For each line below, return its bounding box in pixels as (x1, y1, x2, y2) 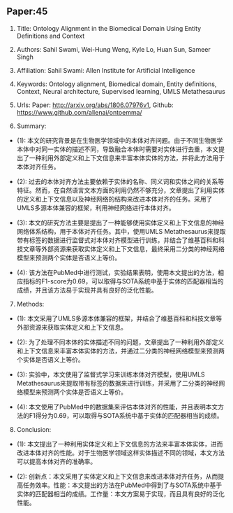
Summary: (16, 122, 47, 130)
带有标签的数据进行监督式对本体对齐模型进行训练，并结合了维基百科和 (16, 236, 219, 244)
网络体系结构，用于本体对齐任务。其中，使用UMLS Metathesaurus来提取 (16, 227, 226, 235)
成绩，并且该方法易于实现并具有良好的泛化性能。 (16, 286, 158, 294)
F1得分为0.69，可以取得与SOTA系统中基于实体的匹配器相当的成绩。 (29, 411, 224, 419)
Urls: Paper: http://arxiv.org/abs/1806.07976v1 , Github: (16, 101, 174, 109)
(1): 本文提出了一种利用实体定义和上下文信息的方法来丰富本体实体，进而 (16, 440, 223, 448)
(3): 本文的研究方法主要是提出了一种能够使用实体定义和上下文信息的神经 (16, 218, 225, 227)
